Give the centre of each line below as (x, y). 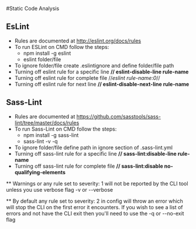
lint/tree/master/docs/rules (47, 122)
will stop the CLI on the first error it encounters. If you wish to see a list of (94, 207)
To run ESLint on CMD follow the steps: (62, 47)
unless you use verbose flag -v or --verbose (59, 189)
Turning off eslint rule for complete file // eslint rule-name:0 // (87, 77)
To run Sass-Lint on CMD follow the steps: (66, 129)
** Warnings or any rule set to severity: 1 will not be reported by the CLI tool (97, 184)
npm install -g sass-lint (51, 135)
